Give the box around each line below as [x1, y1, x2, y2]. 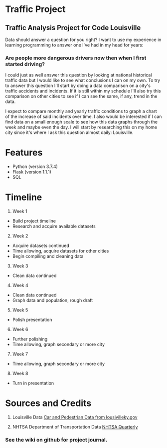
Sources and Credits [5, 397, 92, 409]
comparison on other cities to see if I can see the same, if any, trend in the [5, 93, 158, 99]
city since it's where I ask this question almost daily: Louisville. [5, 129, 134, 135]
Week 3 [12, 263, 28, 269]
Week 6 [12, 326, 28, 332]
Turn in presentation [12, 380, 54, 386]
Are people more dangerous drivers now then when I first [5, 54, 147, 61]
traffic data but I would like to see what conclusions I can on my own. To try [5, 77, 161, 83]
